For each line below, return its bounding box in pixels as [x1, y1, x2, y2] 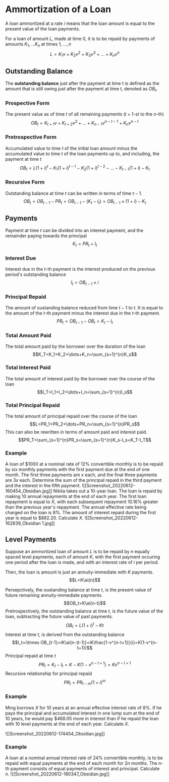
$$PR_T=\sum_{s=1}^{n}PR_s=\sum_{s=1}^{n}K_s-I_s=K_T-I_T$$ [18, 437, 151, 443]
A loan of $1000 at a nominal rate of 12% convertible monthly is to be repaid [5, 461, 163, 467]
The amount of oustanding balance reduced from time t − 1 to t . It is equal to [5, 305, 163, 311]
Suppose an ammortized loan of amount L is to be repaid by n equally [5, 549, 150, 555]
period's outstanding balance [5, 271, 67, 277]
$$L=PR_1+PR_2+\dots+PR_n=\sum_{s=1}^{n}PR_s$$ [29, 421, 140, 427]
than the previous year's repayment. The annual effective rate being [5, 504, 147, 510]
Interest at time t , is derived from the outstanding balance [5, 631, 125, 637]
